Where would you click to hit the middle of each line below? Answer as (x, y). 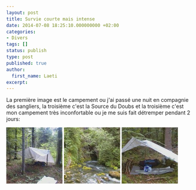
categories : (21, 32)
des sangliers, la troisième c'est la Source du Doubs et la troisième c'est (95, 106)
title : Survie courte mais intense (51, 19)
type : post (20, 57)
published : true (26, 63)
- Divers (17, 38)
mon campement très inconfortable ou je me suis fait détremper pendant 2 (98, 113)
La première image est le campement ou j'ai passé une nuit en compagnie (97, 100)
